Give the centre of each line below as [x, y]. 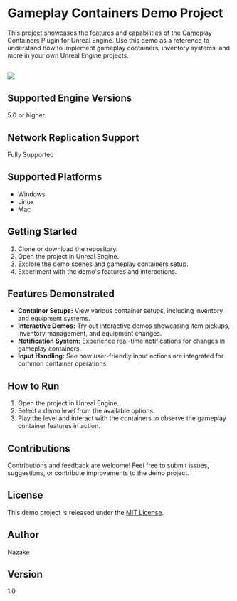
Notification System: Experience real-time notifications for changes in [121, 341]
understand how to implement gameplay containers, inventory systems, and [118, 48]
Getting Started [42, 232]
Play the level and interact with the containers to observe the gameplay [122, 418]
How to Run [33, 386]
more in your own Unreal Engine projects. [68, 55]
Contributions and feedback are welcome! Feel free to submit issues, [109, 466]
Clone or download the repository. [68, 249]
